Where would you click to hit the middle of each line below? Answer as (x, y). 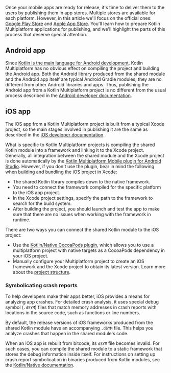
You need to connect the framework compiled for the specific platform (87, 187)
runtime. (21, 220)
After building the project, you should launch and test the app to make (86, 208)
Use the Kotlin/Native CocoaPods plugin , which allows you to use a (83, 245)
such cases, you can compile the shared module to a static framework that (84, 348)
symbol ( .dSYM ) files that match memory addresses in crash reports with (81, 307)
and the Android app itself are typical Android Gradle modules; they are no (83, 79)
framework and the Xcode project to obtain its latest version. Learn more (89, 266)
